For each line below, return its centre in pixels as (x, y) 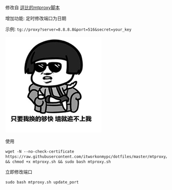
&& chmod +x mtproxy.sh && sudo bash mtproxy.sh (58, 162)
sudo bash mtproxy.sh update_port (42, 182)
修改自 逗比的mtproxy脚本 (33, 7)
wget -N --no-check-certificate (40, 152)
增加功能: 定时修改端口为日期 (36, 18)
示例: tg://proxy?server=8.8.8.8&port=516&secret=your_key (68, 29)
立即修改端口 (19, 172)
